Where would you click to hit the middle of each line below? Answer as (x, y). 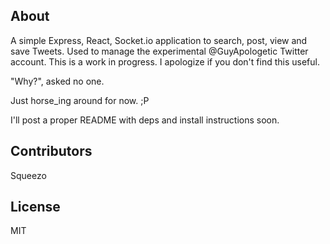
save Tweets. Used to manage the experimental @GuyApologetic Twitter (159, 51)
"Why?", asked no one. (57, 81)
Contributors (51, 151)
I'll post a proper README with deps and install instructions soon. (145, 120)
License (35, 207)
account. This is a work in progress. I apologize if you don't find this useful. (165, 61)
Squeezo (28, 175)
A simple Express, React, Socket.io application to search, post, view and (159, 40)
